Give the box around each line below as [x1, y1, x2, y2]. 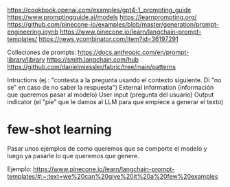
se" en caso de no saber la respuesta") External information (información [7, 84, 214, 91]
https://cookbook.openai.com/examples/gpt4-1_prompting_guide [7, 6, 192, 14]
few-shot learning [7, 122, 112, 138]
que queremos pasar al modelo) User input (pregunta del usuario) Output [7, 90, 214, 99]
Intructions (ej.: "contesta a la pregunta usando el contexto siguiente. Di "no [7, 76, 222, 84]
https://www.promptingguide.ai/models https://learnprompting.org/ [7, 13, 197, 21]
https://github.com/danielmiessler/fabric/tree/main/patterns [7, 63, 176, 71]
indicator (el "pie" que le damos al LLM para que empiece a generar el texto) [7, 98, 224, 105]
